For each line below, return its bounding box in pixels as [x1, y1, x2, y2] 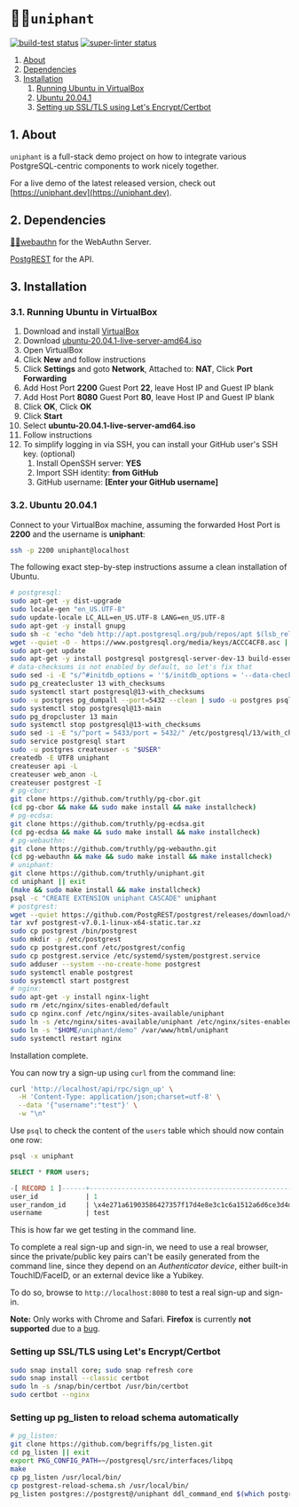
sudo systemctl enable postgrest [10, 967, 134, 977]
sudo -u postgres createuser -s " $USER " [10, 746, 162, 754]
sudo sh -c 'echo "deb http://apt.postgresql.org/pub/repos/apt [10, 629, 253, 638]
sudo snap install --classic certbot [10, 1374, 150, 1383]
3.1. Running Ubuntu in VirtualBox [10, 305, 158, 318]
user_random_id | [10, 1200, 90, 1210]
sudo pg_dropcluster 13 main [10, 712, 118, 722]
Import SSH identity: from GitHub [35, 468, 159, 478]
